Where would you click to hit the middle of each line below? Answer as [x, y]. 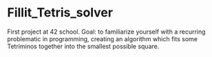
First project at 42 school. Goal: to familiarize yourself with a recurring [106, 32]
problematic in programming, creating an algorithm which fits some [103, 38]
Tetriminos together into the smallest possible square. [83, 46]
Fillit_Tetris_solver [60, 13]
